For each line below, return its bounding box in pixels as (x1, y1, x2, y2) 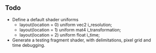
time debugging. (12, 42, 45, 48)
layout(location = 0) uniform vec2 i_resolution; (19, 22, 112, 27)
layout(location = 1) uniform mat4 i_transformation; (19, 26, 121, 33)
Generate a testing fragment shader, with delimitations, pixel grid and (12, 37, 151, 43)
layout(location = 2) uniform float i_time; (19, 32, 100, 38)
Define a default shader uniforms (12, 16, 79, 22)
